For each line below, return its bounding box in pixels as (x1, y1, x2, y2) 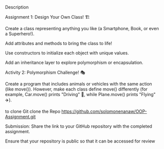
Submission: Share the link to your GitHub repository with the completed (5, 123, 152, 129)
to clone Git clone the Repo (5, 108, 61, 114)
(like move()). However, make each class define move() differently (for (5, 86, 148, 92)
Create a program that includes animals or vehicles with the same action (5, 81, 152, 87)
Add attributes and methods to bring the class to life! (5, 41, 112, 46)
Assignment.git (5, 114, 36, 119)
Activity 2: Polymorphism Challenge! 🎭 (5, 69, 85, 75)
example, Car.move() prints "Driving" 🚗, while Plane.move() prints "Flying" (5, 92, 156, 97)
